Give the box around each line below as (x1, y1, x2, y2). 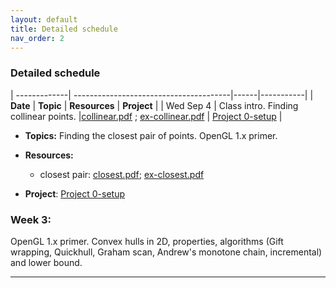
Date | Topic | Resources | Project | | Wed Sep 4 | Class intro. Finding (10, 99, 299, 111)
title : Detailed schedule (10, 24, 118, 34)
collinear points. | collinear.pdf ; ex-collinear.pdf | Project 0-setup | (10, 110, 283, 122)
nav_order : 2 (10, 33, 65, 43)
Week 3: (10, 212, 52, 226)
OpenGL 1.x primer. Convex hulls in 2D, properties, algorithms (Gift (10, 235, 284, 247)
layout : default (10, 14, 78, 25)
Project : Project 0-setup (24, 187, 125, 200)
